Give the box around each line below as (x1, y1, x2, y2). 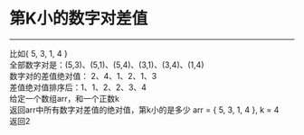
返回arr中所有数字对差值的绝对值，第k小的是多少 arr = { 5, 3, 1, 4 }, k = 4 (9, 104, 280, 115)
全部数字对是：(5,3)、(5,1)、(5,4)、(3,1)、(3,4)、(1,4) (9, 59, 204, 70)
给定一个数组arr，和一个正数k (9, 93, 120, 103)
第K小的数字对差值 (9, 8, 148, 29)
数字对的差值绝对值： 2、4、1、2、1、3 (9, 70, 157, 81)
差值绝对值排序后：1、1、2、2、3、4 (9, 82, 147, 93)
